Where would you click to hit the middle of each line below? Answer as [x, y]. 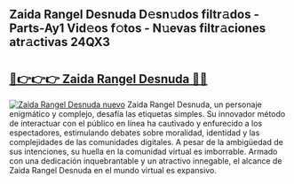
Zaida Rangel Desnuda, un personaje [195, 104]
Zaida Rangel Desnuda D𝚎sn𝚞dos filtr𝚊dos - [135, 15]
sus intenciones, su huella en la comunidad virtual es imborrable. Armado [143, 151]
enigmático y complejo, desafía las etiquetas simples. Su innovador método [147, 114]
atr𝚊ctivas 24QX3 [60, 42]
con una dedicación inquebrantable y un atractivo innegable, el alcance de [146, 161]
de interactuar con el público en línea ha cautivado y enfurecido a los [136, 123]
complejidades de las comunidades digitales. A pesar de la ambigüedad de [147, 142]
